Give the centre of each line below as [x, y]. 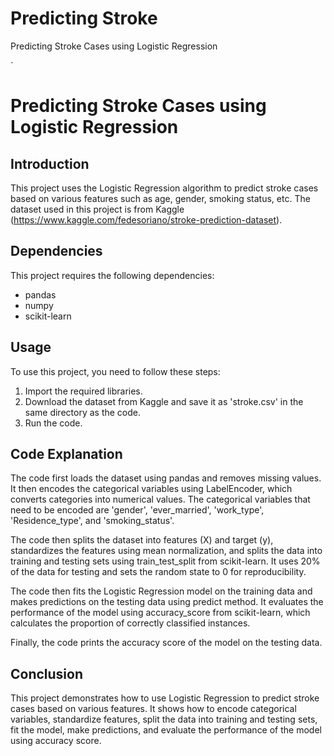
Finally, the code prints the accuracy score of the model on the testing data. [166, 643]
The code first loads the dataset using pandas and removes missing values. [166, 478]
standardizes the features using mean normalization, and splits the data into [166, 551]
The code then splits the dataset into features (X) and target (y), [142, 540]
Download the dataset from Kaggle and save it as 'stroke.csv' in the [164, 401]
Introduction [50, 163]
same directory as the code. [83, 412]
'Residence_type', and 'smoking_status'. [92, 521]
